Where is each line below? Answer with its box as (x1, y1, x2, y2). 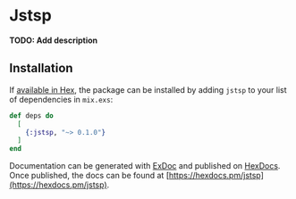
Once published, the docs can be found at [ (9, 170, 170, 181)
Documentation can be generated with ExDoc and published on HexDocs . (9, 161, 281, 171)
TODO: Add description (9, 35, 98, 46)
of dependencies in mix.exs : (9, 94, 114, 104)
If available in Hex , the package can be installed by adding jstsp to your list (9, 84, 288, 95)
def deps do (9, 111, 54, 120)
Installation (9, 61, 73, 76)
